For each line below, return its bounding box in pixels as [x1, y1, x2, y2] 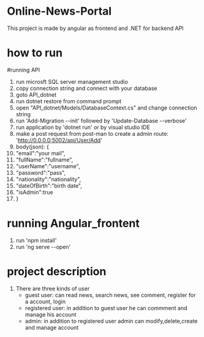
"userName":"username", [15, 162, 80, 169]
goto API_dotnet [15, 91, 57, 98]
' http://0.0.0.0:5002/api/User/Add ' [15, 136, 103, 144]
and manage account [25, 324, 79, 331]
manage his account [25, 311, 77, 318]
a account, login [25, 298, 66, 305]
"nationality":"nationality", [15, 176, 81, 183]
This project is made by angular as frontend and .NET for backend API [7, 24, 184, 32]
